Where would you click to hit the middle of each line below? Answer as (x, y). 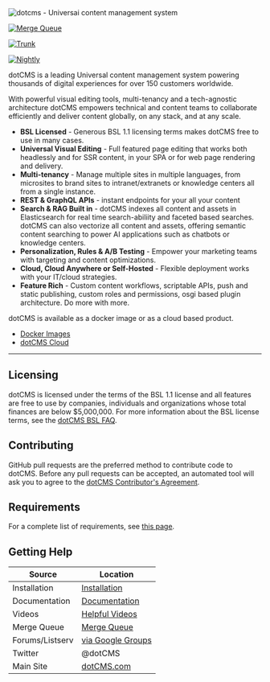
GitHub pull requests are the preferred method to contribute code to (121, 465)
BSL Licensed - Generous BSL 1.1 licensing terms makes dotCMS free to (139, 131)
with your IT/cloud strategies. (68, 277)
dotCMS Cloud (44, 342)
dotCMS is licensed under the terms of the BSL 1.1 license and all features (130, 394)
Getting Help (41, 551)
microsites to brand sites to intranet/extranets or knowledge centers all (137, 183)
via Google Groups (117, 640)
